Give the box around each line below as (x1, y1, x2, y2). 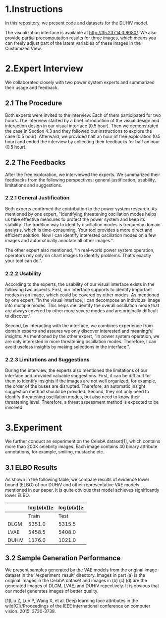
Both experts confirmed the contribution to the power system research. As (5, 205, 157, 212)
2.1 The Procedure (5, 99, 62, 107)
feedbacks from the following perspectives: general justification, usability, (5, 177, 156, 182)
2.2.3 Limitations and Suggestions (5, 356, 90, 363)
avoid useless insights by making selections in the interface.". (5, 344, 130, 350)
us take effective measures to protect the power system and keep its (5, 216, 145, 222)
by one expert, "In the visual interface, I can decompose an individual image (5, 297, 161, 303)
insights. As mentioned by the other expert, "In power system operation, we (5, 333, 160, 339)
